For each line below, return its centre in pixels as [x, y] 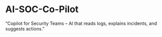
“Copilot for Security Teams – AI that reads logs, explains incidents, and [81, 23]
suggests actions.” [25, 28]
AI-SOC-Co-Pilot [42, 9]
